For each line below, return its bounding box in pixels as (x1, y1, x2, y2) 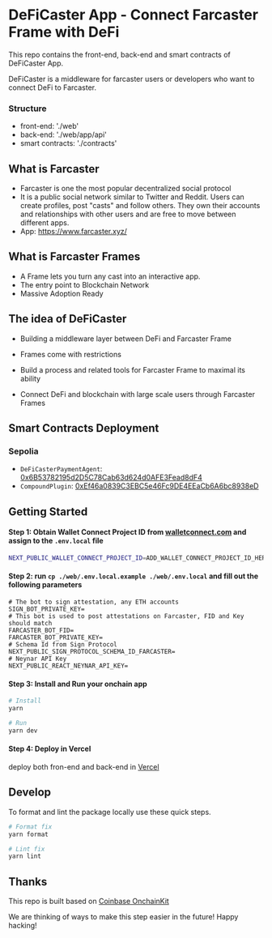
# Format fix (8, 822, 53, 831)
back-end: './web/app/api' (19, 130, 108, 139)
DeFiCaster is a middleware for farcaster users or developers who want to (8, 74, 255, 83)
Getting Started (8, 505, 88, 518)
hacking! (8, 921, 38, 931)
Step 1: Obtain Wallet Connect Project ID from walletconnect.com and (8, 527, 247, 537)
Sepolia (8, 446, 39, 457)
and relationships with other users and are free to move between (19, 209, 236, 220)
